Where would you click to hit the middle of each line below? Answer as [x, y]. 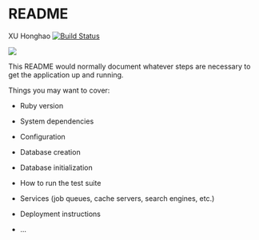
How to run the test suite [60, 183]
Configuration [42, 136]
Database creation [50, 151]
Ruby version [42, 105]
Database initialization [56, 167]
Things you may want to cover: [59, 90]
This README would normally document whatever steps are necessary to [129, 66]
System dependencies [57, 121]
